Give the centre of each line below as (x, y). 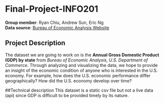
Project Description (35, 43)
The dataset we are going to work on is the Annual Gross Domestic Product (82, 55)
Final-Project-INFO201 (52, 9)
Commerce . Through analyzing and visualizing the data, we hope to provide (82, 65)
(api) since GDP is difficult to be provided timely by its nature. (67, 95)
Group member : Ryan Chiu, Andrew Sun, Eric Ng (54, 22)
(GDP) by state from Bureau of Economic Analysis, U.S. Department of (77, 60)
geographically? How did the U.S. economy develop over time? (69, 81)
